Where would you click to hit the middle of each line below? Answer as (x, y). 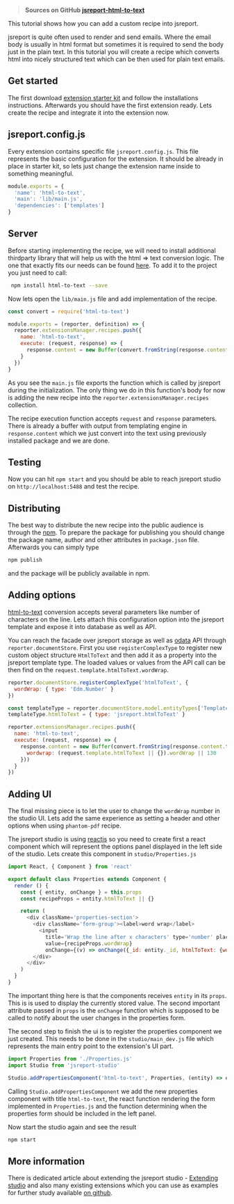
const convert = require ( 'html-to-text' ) (69, 311)
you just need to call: (38, 272)
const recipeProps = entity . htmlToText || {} (87, 898)
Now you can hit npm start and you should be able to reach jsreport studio (115, 479)
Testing (25, 462)
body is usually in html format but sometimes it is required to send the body (116, 44)
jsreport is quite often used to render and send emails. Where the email (109, 37)
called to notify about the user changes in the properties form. (97, 1017)
